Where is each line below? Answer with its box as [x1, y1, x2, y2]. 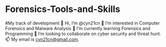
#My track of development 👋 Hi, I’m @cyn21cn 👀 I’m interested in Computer [5, 20, 160, 26]
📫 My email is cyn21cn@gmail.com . [5, 36, 80, 42]
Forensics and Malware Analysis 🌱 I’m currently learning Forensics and [5, 25, 151, 31]
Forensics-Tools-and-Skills [5, 3, 121, 15]
